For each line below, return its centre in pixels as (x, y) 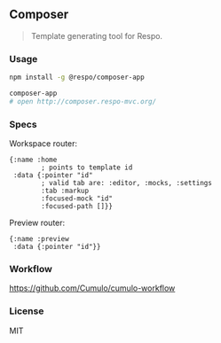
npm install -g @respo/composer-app (77, 78)
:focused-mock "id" (77, 199)
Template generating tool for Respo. (96, 35)
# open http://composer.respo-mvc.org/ (83, 101)
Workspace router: (43, 144)
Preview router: (37, 223)
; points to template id (87, 168)
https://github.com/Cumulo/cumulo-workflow (92, 288)
